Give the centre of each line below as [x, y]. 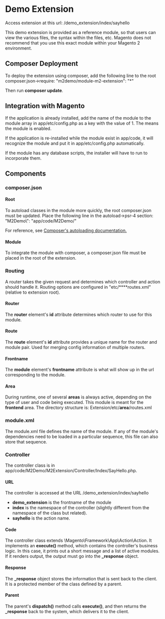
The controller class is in [30, 465]
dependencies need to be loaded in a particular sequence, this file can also [82, 437]
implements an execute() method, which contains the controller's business [82, 546]
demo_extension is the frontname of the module [62, 502]
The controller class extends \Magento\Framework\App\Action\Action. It [79, 540]
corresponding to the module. [35, 375]
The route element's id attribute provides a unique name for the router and [81, 342]
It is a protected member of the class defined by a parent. [64, 584]
